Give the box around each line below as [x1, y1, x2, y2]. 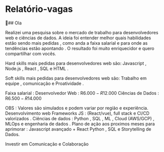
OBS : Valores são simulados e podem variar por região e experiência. [5, 105, 149, 111]
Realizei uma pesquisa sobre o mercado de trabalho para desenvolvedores [5, 29, 159, 35]
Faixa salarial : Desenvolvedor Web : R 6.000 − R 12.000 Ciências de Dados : [5, 90, 159, 96]
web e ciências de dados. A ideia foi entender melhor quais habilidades [5, 35, 152, 41]
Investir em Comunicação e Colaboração [5, 141, 89, 147]
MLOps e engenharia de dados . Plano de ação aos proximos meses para [5, 121, 155, 127]
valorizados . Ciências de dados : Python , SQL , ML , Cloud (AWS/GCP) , [5, 115, 155, 121]
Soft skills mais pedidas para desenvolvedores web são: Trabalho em [5, 75, 147, 81]
